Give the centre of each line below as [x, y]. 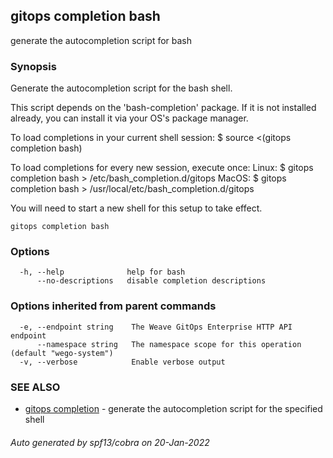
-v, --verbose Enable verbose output [122, 362]
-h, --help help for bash [102, 272]
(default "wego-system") [62, 353]
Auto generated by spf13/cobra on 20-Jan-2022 [110, 442]
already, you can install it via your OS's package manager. [129, 118]
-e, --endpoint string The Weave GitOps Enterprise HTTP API [156, 327]
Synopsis [33, 66]
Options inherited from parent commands [113, 306]
